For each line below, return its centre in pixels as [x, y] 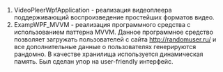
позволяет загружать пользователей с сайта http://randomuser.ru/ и [115, 39]
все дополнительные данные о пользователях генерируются [105, 47]
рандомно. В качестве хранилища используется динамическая [108, 54]
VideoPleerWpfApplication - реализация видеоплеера [93, 10]
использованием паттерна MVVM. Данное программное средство [114, 32]
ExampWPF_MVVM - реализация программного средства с [102, 25]
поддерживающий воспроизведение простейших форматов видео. [114, 17]
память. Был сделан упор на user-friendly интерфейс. [93, 61]
